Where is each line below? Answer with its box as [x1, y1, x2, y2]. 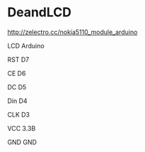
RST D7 [7, 55, 30, 64]
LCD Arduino [7, 41, 45, 50]
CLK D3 [7, 110, 30, 119]
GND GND [7, 138, 37, 146]
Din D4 [7, 97, 28, 105]
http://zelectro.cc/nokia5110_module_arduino [7, 28, 138, 36]
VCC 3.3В [7, 124, 36, 132]
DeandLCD [7, 4, 72, 21]
